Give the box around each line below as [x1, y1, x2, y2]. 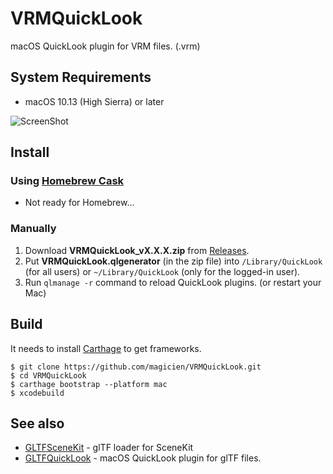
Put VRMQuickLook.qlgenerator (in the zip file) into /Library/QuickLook [24, 255, 323, 267]
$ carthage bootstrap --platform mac [10, 379, 168, 389]
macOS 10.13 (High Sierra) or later [24, 95, 165, 107]
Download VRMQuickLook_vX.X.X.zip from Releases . [24, 244, 250, 256]
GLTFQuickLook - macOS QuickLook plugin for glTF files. [24, 452, 262, 464]
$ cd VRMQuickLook [10, 370, 87, 381]
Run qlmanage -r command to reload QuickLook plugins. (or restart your [24, 276, 322, 288]
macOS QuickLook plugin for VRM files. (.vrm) [10, 40, 201, 52]
